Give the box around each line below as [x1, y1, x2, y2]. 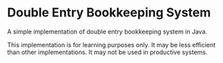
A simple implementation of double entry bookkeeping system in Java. [7, 27, 208, 36]
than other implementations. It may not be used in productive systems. [7, 48, 208, 56]
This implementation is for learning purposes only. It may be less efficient [7, 40, 216, 49]
